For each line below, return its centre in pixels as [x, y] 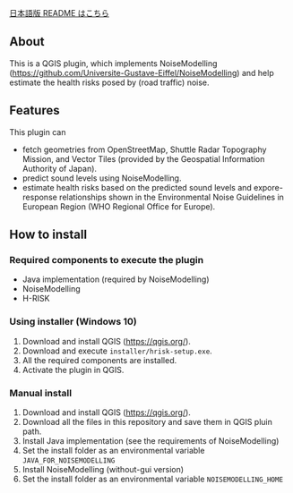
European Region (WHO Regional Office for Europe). [119, 206]
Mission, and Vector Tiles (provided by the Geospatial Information [143, 158]
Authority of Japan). [59, 168]
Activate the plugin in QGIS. [73, 370]
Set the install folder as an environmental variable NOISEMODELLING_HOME [153, 479]
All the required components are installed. [99, 360]
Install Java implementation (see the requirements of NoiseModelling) [151, 440]
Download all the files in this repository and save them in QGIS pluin [147, 421]
